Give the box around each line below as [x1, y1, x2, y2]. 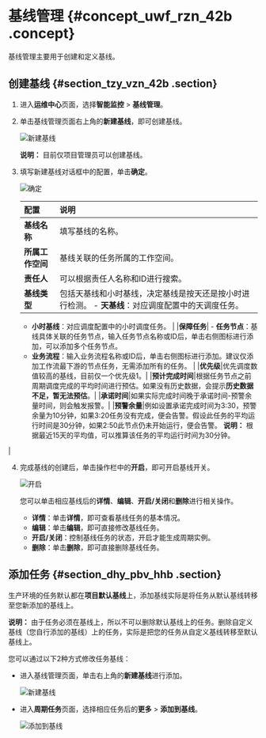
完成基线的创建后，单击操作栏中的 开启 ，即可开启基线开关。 [19, 462, 215, 471]
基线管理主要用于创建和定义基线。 [8, 51, 120, 61]
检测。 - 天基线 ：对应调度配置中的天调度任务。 [66, 300, 244, 311]
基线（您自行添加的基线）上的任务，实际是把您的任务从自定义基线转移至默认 [8, 626, 258, 637]
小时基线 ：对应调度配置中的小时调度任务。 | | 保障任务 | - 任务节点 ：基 [31, 321, 258, 331]
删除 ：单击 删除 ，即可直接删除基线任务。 [31, 543, 164, 552]
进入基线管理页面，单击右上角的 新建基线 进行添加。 [19, 670, 187, 680]
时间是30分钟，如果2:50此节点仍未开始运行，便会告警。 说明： [38, 420, 245, 430]
